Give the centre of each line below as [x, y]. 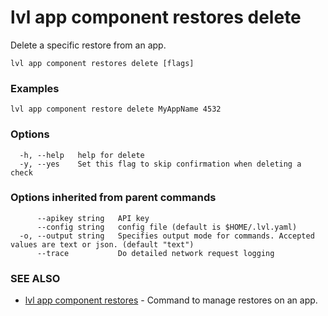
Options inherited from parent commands [113, 198]
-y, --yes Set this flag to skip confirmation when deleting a [160, 164]
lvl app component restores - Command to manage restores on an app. [171, 300]
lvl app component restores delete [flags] [102, 63]
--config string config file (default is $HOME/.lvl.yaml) [167, 227]
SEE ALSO [35, 278]
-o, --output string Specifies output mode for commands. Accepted [167, 236]
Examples [35, 88]
